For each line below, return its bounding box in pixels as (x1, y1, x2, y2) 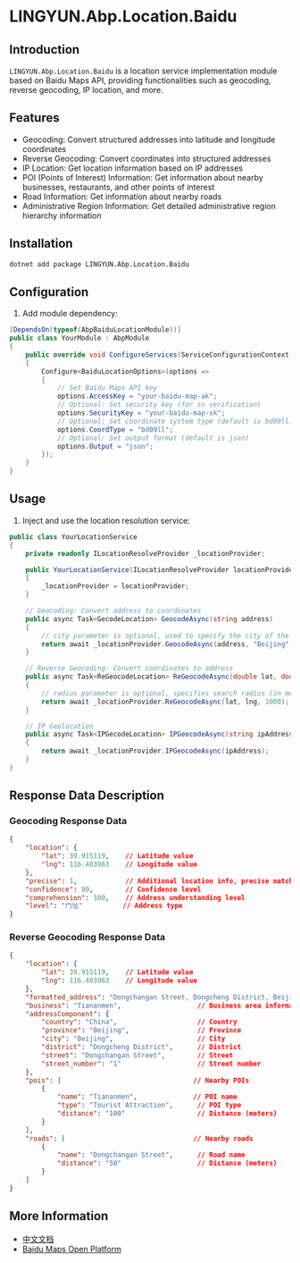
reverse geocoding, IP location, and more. (9, 85, 163, 95)
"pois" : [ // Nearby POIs (25, 1075, 250, 1085)
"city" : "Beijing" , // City (41, 1034, 226, 1043)
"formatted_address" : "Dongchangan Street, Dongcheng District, (25, 992, 270, 1002)
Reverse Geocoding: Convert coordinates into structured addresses (21, 153, 271, 164)
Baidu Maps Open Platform (21, 1243, 122, 1254)
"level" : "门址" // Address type (25, 901, 183, 911)
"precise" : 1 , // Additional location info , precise (25, 876, 270, 886)
